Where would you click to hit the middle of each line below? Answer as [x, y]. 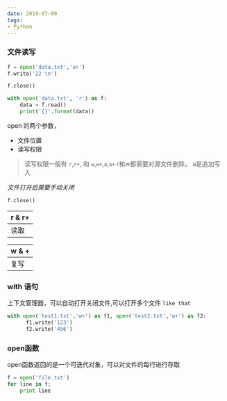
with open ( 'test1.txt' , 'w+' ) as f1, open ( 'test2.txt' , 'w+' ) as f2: [107, 316]
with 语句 [23, 286]
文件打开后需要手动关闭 [41, 187]
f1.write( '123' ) [49, 322]
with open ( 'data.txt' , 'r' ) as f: [57, 99]
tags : [15, 20]
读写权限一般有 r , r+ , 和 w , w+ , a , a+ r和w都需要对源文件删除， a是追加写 [122, 163]
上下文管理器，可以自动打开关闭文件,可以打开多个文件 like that [99, 303]
